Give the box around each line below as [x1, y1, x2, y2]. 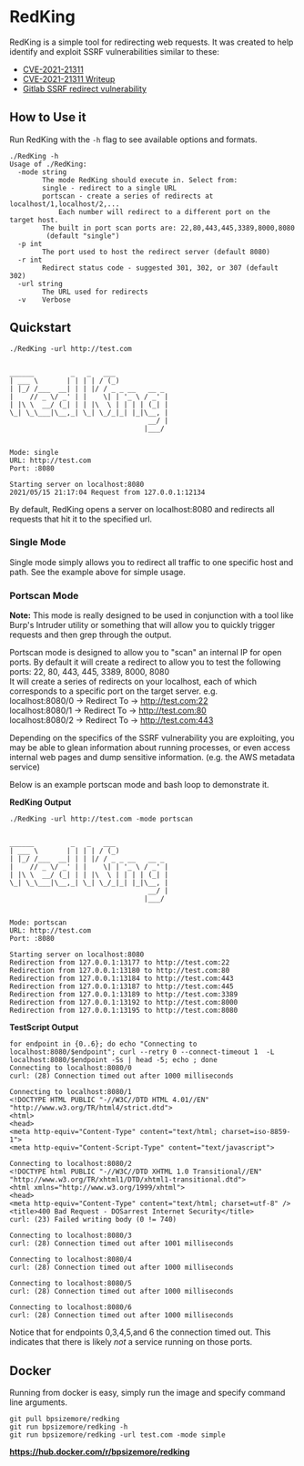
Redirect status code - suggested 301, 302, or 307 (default [42, 263, 279, 273]
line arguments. [9, 1397, 68, 1408]
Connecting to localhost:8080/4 [9, 1255, 132, 1265]
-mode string [17, 167, 67, 177]
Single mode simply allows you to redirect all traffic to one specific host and [9, 556, 294, 567]
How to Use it [9, 109, 86, 125]
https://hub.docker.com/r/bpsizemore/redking [9, 1446, 190, 1457]
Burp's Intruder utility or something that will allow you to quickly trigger [9, 620, 276, 631]
